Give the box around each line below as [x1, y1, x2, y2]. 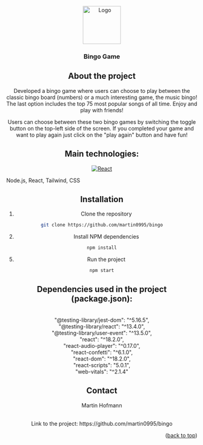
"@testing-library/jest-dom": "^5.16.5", [54, 316, 150, 324]
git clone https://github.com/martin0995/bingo [40, 222, 164, 228]
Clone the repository [81, 210, 132, 217]
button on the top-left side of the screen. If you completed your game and [10, 124, 194, 132]
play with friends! [80, 106, 124, 114]
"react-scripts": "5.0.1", [73, 361, 131, 369]
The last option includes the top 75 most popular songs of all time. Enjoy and [6, 100, 198, 107]
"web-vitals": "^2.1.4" [75, 368, 128, 375]
